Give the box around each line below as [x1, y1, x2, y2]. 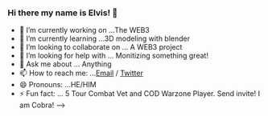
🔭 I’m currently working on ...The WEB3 [19, 26, 150, 35]
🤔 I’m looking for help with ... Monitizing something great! [19, 51, 208, 61]
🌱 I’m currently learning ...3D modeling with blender [19, 34, 191, 43]
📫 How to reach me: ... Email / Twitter [19, 68, 144, 78]
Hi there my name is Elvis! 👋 [7, 7, 118, 18]
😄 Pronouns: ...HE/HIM [19, 80, 97, 90]
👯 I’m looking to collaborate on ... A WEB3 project [19, 42, 183, 52]
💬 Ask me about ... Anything [19, 59, 112, 69]
